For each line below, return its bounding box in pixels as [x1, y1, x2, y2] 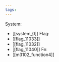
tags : [5, 7, 16, 12]
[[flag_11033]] [12, 36, 40, 42]
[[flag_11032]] [12, 41, 40, 47]
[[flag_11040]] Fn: [12, 46, 48, 52]
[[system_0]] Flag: [12, 30, 50, 36]
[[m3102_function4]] [12, 52, 55, 58]
